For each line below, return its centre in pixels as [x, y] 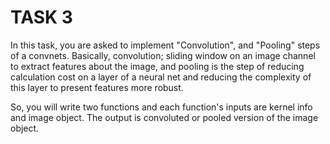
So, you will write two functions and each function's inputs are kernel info [161, 107]
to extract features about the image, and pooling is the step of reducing [157, 66]
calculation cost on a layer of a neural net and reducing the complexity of [161, 77]
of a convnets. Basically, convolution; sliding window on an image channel [163, 55]
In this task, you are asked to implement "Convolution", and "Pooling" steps [165, 45]
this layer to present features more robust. [97, 87]
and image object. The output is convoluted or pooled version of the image [164, 117]
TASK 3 [41, 17]
